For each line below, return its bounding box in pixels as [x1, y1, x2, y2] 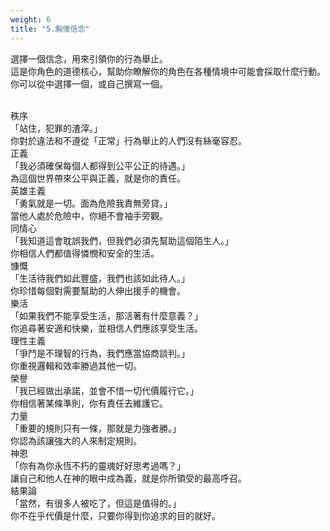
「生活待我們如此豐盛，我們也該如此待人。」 [10, 272, 190, 284]
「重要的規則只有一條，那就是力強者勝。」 [10, 422, 182, 434]
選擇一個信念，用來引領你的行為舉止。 [10, 52, 168, 65]
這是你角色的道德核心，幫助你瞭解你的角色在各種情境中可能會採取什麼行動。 [10, 65, 326, 77]
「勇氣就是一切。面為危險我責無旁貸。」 [10, 197, 173, 209]
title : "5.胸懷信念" [10, 24, 90, 34]
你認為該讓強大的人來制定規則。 [10, 434, 142, 446]
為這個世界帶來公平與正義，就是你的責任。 [10, 172, 186, 184]
